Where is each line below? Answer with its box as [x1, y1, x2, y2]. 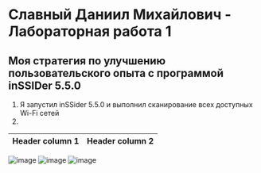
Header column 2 [87, 136, 154, 146]
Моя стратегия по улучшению [8, 54, 166, 67]
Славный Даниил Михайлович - [8, 6, 232, 24]
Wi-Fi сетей [19, 109, 60, 117]
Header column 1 [12, 136, 80, 146]
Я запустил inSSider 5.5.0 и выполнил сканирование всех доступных [19, 100, 253, 109]
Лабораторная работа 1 [8, 22, 172, 40]
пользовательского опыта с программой [8, 66, 224, 80]
